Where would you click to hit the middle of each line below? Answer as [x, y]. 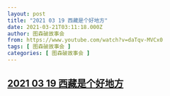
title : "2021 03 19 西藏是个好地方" [58, 20]
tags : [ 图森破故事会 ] [39, 47]
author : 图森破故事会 [36, 34]
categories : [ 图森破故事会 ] [49, 54]
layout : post [27, 14]
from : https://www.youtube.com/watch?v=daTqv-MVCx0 [85, 40]
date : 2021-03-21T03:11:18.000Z [55, 27]
